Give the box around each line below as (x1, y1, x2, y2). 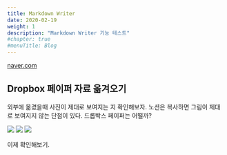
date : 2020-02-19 (7, 17, 57, 24)
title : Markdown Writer (7, 10, 76, 17)
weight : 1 (7, 23, 36, 30)
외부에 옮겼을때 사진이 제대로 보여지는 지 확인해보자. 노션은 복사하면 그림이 (7, 102, 208, 111)
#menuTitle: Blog (7, 42, 57, 49)
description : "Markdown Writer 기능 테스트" (7, 29, 130, 37)
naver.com (7, 62, 37, 69)
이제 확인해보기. (7, 140, 50, 149)
